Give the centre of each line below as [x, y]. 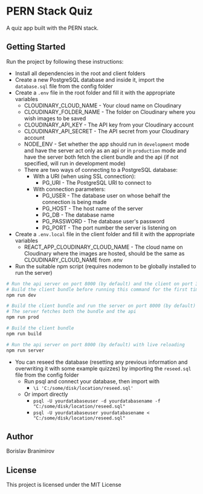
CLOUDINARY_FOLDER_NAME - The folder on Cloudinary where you [109, 112]
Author [20, 436]
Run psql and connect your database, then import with [92, 381]
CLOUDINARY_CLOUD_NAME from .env [73, 260]
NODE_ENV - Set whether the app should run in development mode [107, 144]
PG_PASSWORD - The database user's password [103, 221]
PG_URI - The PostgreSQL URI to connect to [97, 182]
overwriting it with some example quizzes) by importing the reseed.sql [103, 368]
